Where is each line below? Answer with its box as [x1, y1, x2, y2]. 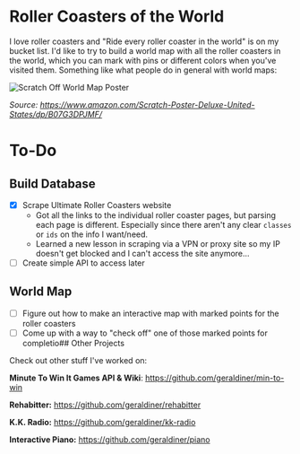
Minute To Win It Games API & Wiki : [9, 372, 143, 383]
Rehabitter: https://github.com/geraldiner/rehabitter [9, 399, 201, 410]
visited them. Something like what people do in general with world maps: [9, 65, 278, 75]
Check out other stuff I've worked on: [9, 355, 148, 365]
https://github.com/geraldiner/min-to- [144, 372, 285, 383]
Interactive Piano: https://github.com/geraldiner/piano [9, 434, 210, 445]
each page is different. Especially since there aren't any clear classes [35, 220, 292, 230]
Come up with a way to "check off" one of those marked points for [21, 327, 269, 338]
